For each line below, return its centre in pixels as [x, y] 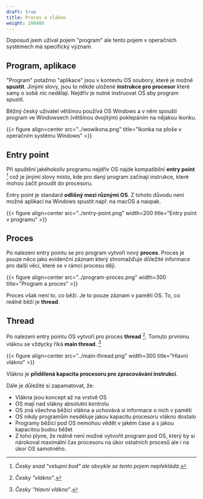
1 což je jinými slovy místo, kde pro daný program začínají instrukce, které [98, 176]
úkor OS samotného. [40, 448]
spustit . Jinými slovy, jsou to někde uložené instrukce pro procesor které [98, 87]
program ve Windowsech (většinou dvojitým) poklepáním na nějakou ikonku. [101, 118]
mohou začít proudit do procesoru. [50, 183]
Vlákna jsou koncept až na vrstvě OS [61, 397]
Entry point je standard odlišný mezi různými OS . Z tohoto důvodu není [95, 195]
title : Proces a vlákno [36, 18]
